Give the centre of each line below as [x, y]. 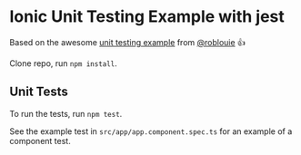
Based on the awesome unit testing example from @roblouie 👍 [127, 42]
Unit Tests [39, 92]
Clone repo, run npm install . [64, 63]
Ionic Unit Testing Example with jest [147, 17]
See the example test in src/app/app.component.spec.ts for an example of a [151, 131]
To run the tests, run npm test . [66, 113]
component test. [40, 140]
